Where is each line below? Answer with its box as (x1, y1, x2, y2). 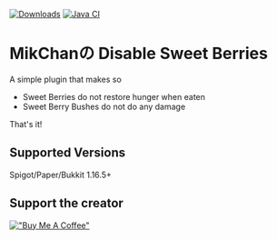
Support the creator (9, 195, 124, 211)
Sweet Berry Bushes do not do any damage (22, 101, 186, 112)
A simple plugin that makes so (9, 74, 123, 85)
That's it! (9, 118, 43, 129)
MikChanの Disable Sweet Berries (9, 44, 268, 64)
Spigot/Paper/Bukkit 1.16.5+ (9, 169, 112, 180)
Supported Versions (9, 145, 125, 161)
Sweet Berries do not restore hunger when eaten (22, 91, 206, 102)
